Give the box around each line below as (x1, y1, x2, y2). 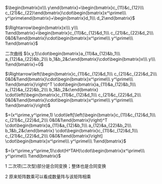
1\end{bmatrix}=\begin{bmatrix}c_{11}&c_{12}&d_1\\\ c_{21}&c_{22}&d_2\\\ (5, 30, 154, 36)
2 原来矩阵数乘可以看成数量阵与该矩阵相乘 (5, 174, 91, 180)
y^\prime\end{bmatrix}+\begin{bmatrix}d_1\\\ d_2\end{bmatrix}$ (5, 15, 135, 21)
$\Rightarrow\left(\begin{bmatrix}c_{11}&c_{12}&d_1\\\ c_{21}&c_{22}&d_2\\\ (5, 71, 157, 76)
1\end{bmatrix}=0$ (5, 62, 44, 67)
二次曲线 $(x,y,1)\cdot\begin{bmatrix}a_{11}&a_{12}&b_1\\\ (5, 51, 121, 56)
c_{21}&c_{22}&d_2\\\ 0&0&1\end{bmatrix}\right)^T (5, 117, 108, 123)
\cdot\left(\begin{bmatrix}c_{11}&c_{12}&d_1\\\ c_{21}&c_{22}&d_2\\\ (5, 92, 141, 98)
